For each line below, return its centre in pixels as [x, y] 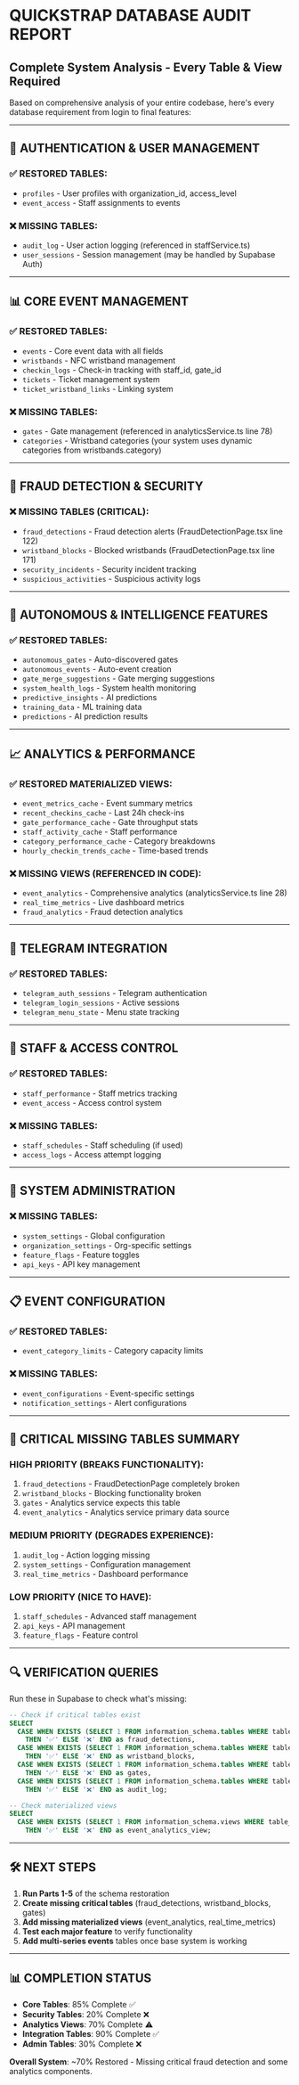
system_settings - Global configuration [93, 1236]
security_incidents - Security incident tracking [109, 569]
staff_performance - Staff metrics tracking [100, 1093]
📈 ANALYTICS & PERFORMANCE [102, 754]
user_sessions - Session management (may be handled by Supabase [149, 254]
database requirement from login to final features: [100, 112]
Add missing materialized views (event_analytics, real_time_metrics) [149, 1922]
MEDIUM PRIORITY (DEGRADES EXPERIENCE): [111, 1535]
